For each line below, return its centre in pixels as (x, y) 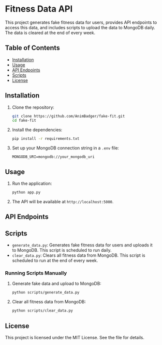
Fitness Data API (39, 9)
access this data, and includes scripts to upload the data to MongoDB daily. (80, 27)
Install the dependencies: (37, 130)
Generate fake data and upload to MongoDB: (57, 284)
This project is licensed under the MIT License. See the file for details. (75, 337)
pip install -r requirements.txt (46, 139)
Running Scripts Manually (36, 273)
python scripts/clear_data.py (43, 311)
